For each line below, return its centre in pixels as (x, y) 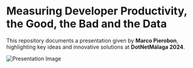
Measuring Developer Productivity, (97, 11)
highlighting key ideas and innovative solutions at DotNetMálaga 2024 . (96, 47)
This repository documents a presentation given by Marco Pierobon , (92, 40)
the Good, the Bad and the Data (87, 24)
